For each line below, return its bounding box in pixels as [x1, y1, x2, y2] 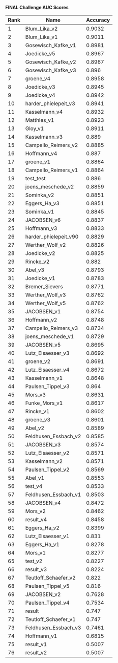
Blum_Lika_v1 [25, 33, 58, 40]
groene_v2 [25, 358, 51, 365]
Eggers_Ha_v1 [25, 541, 60, 548]
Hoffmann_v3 [25, 225, 57, 232]
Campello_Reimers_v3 [25, 325, 78, 332]
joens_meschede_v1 [25, 333, 74, 340]
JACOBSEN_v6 [25, 217, 61, 223]
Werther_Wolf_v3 [25, 291, 66, 298]
